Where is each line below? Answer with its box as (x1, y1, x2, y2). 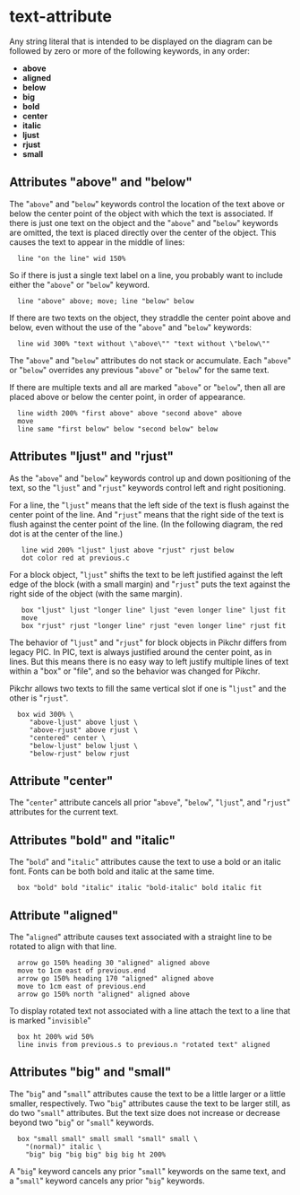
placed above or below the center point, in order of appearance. (9, 391, 246, 402)
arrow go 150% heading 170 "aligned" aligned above (17, 974, 215, 983)
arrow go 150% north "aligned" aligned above (17, 990, 191, 999)
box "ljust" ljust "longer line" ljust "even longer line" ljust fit (21, 606, 287, 615)
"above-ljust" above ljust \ (29, 718, 139, 727)
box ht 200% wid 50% (17, 1033, 94, 1042)
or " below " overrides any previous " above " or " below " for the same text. (9, 364, 270, 375)
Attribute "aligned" (9, 908, 119, 923)
